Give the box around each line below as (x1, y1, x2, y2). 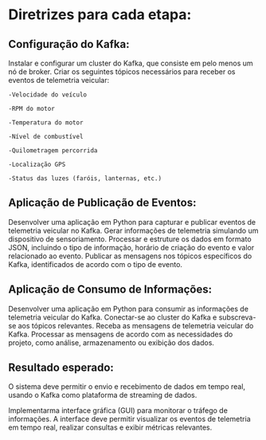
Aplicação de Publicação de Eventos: (8, 196, 197, 210)
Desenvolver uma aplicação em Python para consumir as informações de (8, 304, 249, 313)
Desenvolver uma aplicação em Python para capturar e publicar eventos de (8, 217, 256, 226)
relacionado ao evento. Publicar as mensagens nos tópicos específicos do (8, 251, 252, 261)
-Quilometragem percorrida (8, 147, 98, 155)
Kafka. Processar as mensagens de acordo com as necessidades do (8, 329, 233, 339)
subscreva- (218, 312, 256, 322)
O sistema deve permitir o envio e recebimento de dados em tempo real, (8, 382, 245, 391)
